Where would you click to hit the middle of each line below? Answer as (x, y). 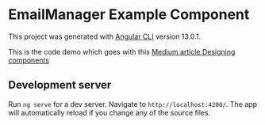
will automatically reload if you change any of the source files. (109, 112)
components (29, 60)
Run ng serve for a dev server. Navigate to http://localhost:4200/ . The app (133, 104)
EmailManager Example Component (129, 15)
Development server (60, 85)
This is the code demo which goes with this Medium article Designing (122, 51)
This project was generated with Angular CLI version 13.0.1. (105, 36)
